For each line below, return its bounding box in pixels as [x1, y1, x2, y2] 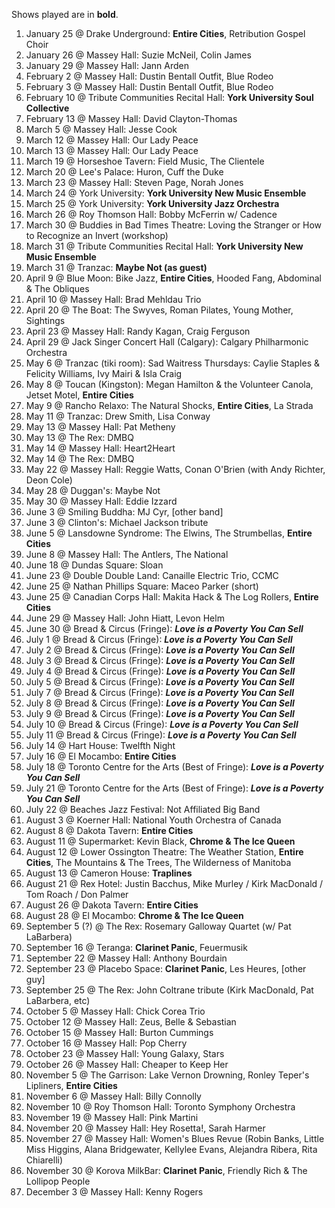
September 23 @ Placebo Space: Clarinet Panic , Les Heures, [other [25, 963, 307, 974]
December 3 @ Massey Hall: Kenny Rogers [25, 1186, 204, 1198]
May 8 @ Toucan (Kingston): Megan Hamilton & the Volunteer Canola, [25, 379, 314, 390]
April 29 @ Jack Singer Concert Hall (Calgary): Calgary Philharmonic [25, 336, 309, 348]
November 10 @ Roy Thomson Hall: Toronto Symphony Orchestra [25, 1101, 296, 1113]
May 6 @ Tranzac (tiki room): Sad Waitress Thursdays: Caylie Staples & [25, 357, 320, 369]
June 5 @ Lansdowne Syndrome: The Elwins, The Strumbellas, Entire [25, 527, 313, 539]
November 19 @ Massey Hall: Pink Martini [25, 1112, 199, 1123]
